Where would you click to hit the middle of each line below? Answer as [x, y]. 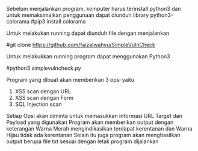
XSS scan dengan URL [43, 91]
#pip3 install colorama [58, 21]
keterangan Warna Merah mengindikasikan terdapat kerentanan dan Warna [99, 128]
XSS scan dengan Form [44, 98]
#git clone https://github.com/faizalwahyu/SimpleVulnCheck [81, 45]
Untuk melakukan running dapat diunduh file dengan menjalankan [88, 33]
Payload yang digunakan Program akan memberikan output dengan [90, 122]
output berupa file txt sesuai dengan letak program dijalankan [82, 141]
